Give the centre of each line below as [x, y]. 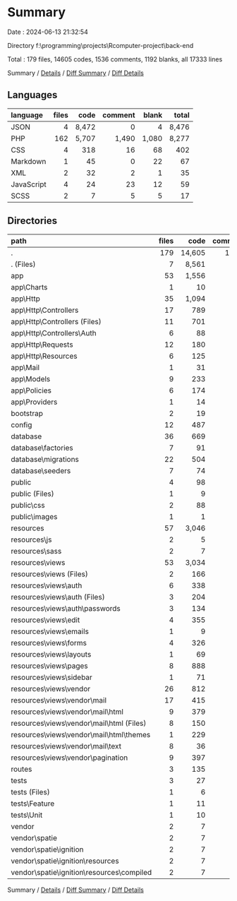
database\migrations [45, 459]
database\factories [42, 448]
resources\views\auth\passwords [66, 608]
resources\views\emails [50, 631]
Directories [32, 221]
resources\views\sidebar [52, 677]
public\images [34, 516]
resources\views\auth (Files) [58, 597]
